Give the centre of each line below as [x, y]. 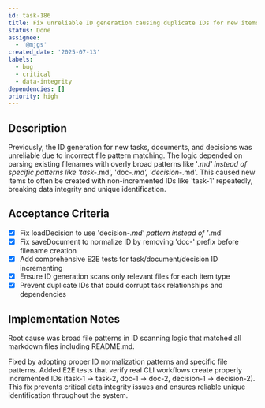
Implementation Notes [64, 319]
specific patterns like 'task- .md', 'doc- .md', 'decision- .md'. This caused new [132, 172]
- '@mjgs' [31, 45]
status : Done [30, 30]
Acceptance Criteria [59, 214]
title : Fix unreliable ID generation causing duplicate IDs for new [123, 23]
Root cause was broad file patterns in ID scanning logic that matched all [125, 338]
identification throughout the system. [68, 395]
